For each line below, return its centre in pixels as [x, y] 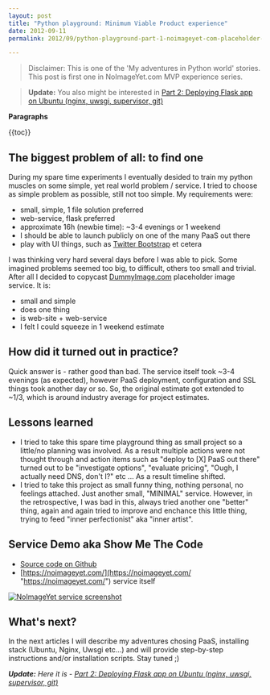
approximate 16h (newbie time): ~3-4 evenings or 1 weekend [120, 227]
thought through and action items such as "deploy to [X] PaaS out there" [140, 459]
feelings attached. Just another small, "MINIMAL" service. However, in [136, 493]
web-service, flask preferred [67, 218]
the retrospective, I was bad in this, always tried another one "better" [134, 501]
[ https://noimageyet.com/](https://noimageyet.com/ [105, 572]
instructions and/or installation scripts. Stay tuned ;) [94, 659]
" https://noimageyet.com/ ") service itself [88, 581]
